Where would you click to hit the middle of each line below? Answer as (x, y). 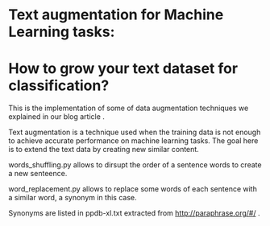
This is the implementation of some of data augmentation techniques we (129, 108)
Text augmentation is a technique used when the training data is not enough (135, 132)
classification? (59, 86)
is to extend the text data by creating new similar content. (104, 150)
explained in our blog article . (56, 117)
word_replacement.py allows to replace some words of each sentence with (133, 189)
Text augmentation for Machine (116, 15)
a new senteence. (38, 174)
